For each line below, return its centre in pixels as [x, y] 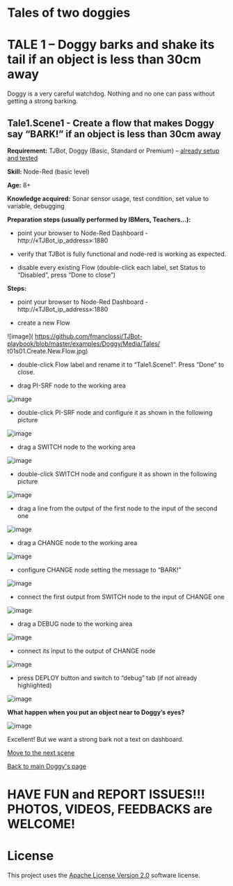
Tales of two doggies [69, 13]
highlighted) [34, 685]
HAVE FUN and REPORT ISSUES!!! [106, 794]
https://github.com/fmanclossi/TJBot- [88, 336]
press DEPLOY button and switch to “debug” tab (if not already [107, 678]
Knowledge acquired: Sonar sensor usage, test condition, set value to [108, 198]
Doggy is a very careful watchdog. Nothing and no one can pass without [111, 94]
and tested [23, 158]
